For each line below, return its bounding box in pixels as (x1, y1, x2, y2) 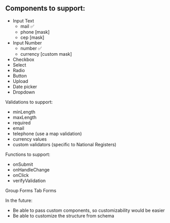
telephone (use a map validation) (12, 130, 82, 137)
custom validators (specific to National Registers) (12, 141, 116, 147)
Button (12, 73, 27, 79)
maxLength (12, 114, 37, 120)
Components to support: (5, 4, 85, 13)
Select (12, 61, 27, 68)
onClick (12, 172, 29, 178)
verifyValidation (12, 177, 46, 184)
